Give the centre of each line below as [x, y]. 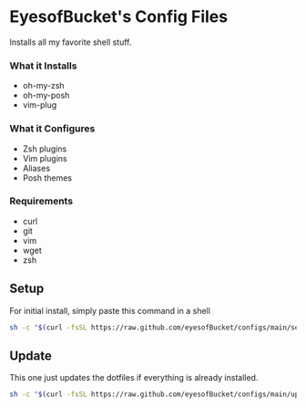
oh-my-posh [46, 95]
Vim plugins [45, 158]
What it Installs [43, 66]
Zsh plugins [45, 149]
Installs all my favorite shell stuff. [71, 42]
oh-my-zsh [44, 86]
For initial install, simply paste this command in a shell [110, 310]
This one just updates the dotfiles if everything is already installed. [134, 378]
